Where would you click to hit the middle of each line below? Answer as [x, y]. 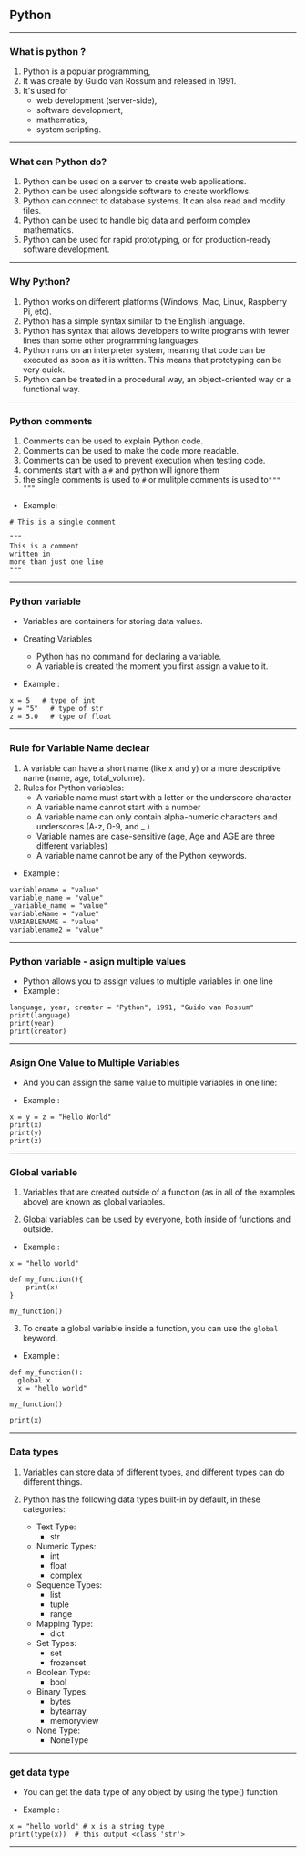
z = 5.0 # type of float [61, 717]
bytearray [68, 1711]
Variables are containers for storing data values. [112, 621]
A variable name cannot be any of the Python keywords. [142, 855]
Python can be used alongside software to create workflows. [137, 192]
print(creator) [38, 1031]
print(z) [26, 1141]
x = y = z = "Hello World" [61, 1117]
